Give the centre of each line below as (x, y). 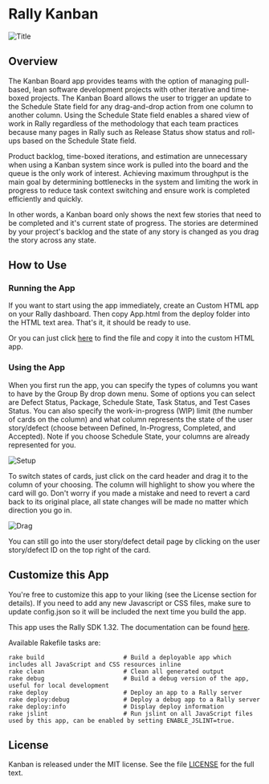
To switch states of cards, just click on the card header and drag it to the (128, 476)
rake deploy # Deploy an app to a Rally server (125, 692)
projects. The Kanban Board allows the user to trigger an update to (141, 98)
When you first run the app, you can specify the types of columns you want (133, 385)
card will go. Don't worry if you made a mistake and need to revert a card (129, 493)
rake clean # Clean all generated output (116, 672)
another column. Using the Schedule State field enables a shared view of (129, 115)
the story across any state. (52, 240)
